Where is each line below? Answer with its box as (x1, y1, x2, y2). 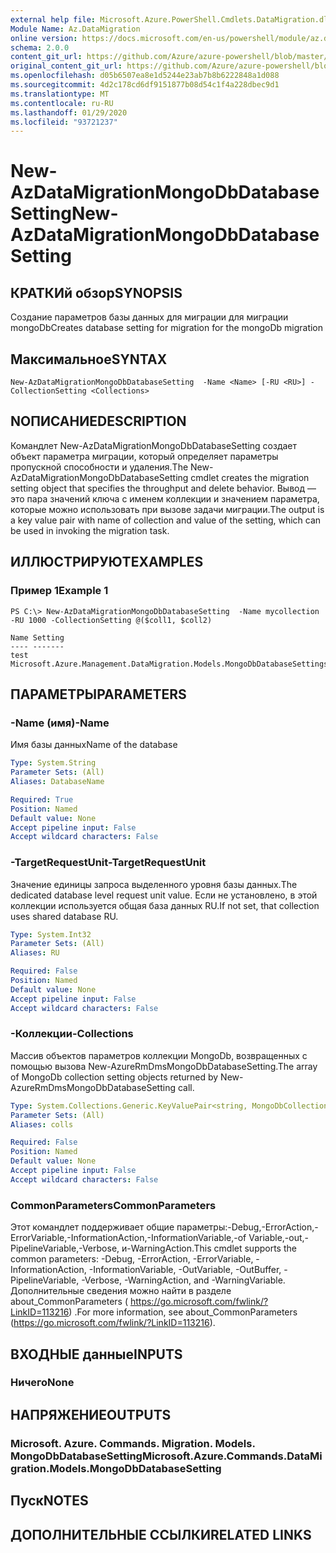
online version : (10, 33, 78, 43)
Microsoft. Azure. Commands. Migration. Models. (10, 1436, 256, 1450)
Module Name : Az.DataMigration (10, 24, 141, 34)
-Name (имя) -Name (10, 716, 110, 730)
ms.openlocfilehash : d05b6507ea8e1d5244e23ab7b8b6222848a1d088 (10, 71, 280, 81)
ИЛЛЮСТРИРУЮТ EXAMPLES (10, 554, 204, 571)
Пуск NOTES (10, 1492, 89, 1510)
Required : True (10, 794, 74, 805)
